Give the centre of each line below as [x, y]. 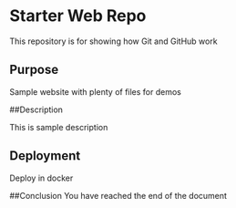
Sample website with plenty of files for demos [96, 91]
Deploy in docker [41, 178]
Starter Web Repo [78, 16]
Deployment [45, 156]
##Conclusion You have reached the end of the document [118, 195]
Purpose [34, 70]
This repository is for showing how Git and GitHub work [113, 41]
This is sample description [59, 127]
